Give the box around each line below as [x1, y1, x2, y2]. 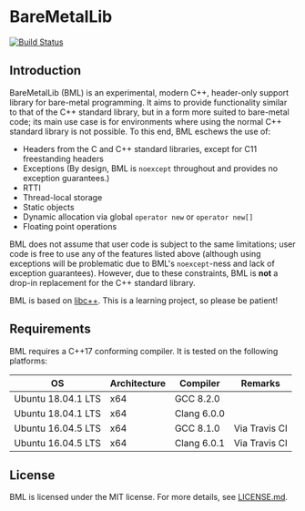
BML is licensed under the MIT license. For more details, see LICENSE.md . [9, 492, 289, 503]
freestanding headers [22, 153, 105, 164]
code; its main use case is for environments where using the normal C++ [9, 116, 282, 127]
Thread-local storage [22, 191, 103, 202]
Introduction [9, 63, 82, 78]
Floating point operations [22, 220, 117, 231]
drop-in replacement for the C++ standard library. [9, 277, 196, 288]
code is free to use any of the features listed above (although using [9, 248, 261, 259]
